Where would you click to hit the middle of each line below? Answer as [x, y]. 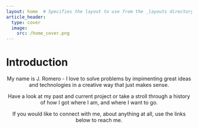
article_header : [26, 17]
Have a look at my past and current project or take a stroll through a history [99, 96]
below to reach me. [99, 120]
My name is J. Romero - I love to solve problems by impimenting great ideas [99, 79]
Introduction [37, 63]
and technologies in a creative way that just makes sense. [99, 85]
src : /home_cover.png [43, 33]
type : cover [26, 22]
